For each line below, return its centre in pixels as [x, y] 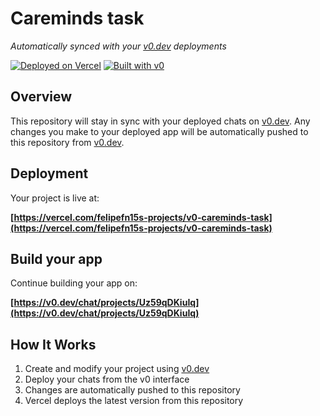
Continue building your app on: [74, 283]
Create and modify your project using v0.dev [117, 369]
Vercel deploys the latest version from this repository [134, 401]
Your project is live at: [55, 198]
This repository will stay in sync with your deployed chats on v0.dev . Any [160, 121]
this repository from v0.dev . [67, 142]
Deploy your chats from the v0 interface [107, 379]
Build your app [56, 258]
